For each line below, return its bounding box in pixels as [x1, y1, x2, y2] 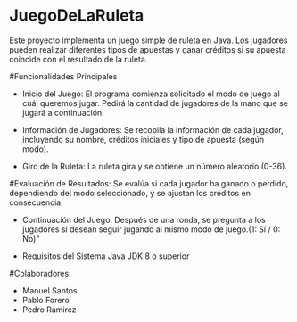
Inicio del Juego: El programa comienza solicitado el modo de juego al [21, 88, 281, 99]
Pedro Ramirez [21, 304, 77, 315]
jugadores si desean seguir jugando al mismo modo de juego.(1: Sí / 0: [21, 224, 281, 235]
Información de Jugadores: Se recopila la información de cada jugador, [21, 124, 284, 135]
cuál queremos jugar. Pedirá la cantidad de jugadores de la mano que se [21, 97, 288, 108]
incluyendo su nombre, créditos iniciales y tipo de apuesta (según [21, 134, 265, 144]
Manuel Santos [21, 285, 78, 295]
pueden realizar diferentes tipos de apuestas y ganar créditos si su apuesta [9, 44, 287, 54]
